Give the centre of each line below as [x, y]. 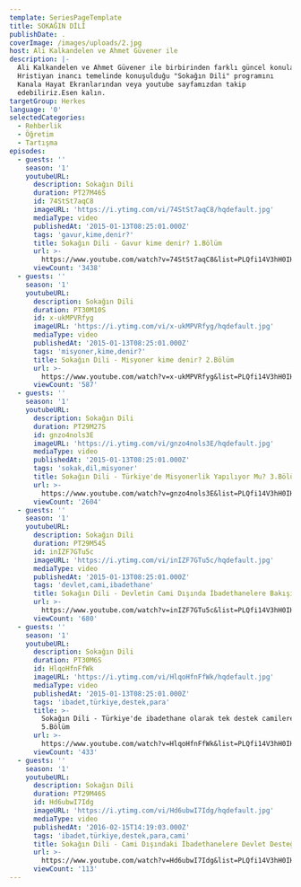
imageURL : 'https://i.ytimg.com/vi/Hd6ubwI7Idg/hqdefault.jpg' [154, 811]
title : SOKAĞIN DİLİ [48, 26]
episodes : [28, 151]
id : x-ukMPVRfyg [63, 318]
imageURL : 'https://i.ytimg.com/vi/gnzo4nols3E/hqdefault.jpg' [154, 443]
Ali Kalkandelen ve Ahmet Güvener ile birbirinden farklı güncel [142, 68]
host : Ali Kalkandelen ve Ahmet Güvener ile [94, 51]
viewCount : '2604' [67, 502]
